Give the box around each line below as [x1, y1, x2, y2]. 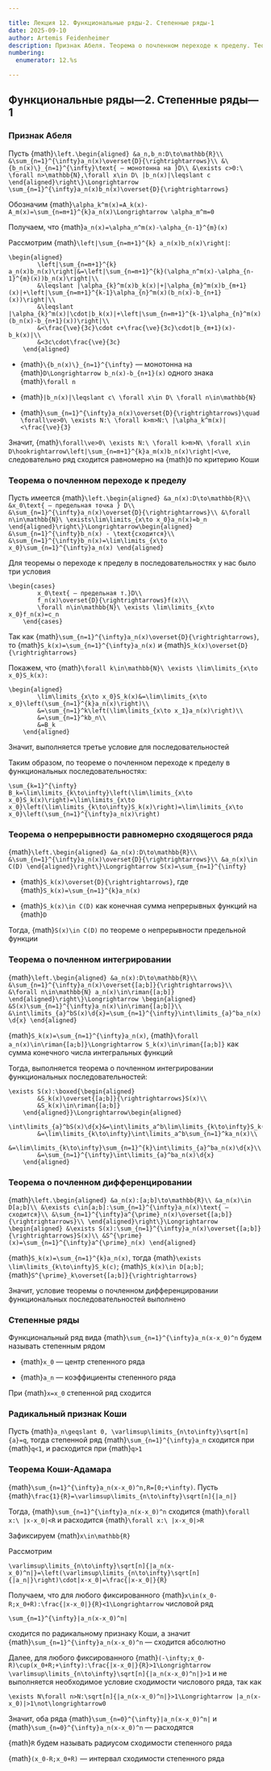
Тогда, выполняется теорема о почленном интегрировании [8, 1063, 214, 1073]
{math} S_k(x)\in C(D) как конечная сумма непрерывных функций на [19, 901, 257, 911]
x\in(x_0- [184, 1591, 218, 1600]
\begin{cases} [8, 582, 56, 590]
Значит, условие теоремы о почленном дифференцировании [8, 1285, 219, 1295]
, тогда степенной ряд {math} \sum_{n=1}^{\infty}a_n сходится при [26, 1435, 255, 1445]
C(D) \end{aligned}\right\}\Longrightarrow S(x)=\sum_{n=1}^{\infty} [8, 863, 248, 871]
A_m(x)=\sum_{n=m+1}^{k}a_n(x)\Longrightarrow [8, 207, 168, 216]
